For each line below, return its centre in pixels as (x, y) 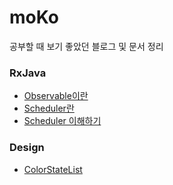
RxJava (28, 73)
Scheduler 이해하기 (62, 121)
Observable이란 (56, 96)
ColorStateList (53, 169)
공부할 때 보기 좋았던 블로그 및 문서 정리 (86, 46)
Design (27, 148)
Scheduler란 (49, 108)
